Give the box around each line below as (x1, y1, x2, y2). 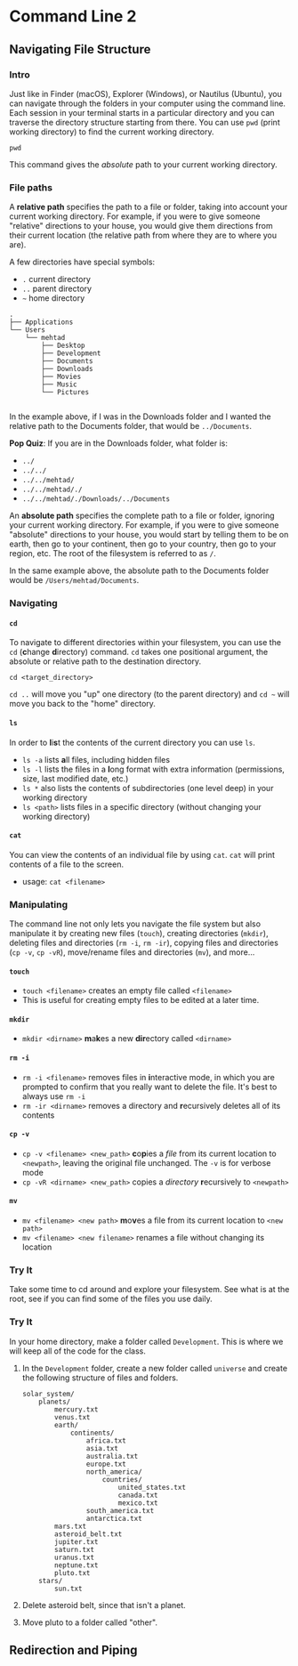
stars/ (38, 1576, 63, 1585)
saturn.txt (54, 1545, 95, 1554)
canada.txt (117, 1491, 158, 1500)
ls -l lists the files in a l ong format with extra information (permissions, (21, 764, 285, 774)
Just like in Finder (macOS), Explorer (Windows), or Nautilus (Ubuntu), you (9, 88, 283, 99)
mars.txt (54, 1522, 87, 1531)
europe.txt (85, 1460, 126, 1468)
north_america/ (85, 1467, 142, 1476)
